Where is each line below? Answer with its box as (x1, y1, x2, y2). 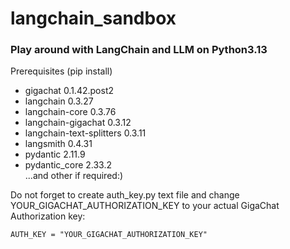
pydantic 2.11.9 (24, 148, 86, 161)
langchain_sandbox (10, 7, 177, 30)
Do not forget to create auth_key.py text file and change (10, 189, 240, 201)
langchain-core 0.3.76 (24, 106, 117, 118)
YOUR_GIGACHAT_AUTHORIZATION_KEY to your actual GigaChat (10, 200, 280, 212)
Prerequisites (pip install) (10, 65, 113, 77)
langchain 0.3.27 (24, 95, 94, 107)
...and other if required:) (24, 170, 124, 182)
